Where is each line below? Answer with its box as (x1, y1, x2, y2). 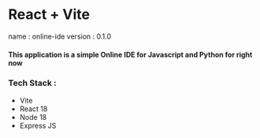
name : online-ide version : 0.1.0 (8, 32, 112, 41)
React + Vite (8, 6, 91, 24)
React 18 (19, 104, 48, 114)
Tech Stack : (8, 77, 57, 88)
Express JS (19, 121, 57, 130)
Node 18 (19, 112, 47, 121)
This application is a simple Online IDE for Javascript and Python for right (8, 50, 253, 59)
